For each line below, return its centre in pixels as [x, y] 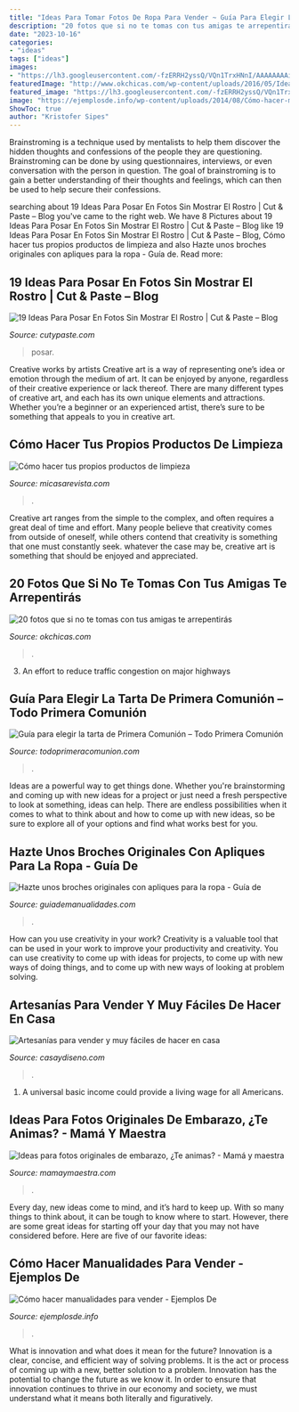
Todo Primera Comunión [78, 712]
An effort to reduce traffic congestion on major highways [126, 671]
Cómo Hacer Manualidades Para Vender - [127, 1264]
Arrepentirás [45, 598]
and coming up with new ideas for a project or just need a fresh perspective [148, 796]
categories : [31, 42]
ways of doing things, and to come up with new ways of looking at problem [147, 967]
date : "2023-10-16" [45, 34]
